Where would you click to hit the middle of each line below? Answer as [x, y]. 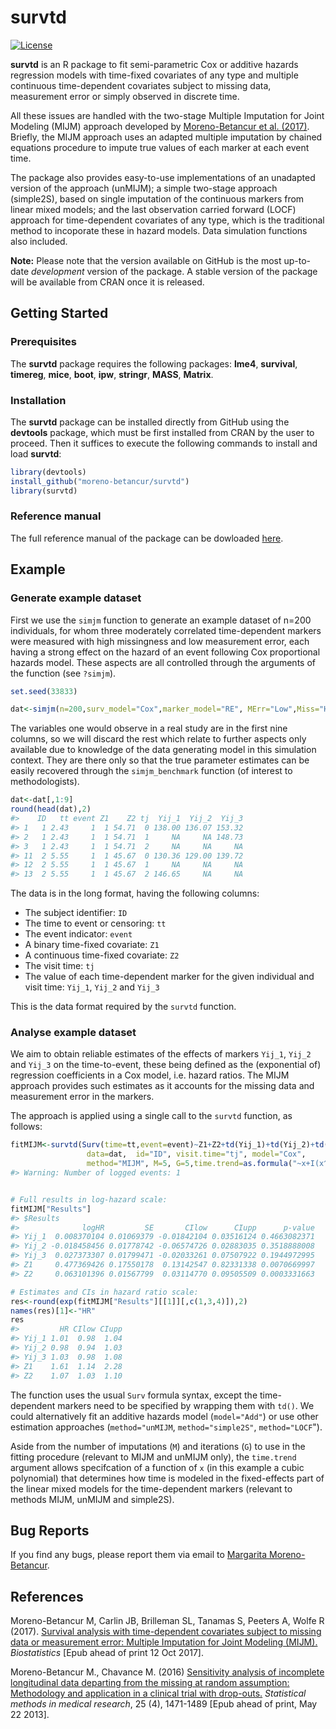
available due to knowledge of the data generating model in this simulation [163, 750]
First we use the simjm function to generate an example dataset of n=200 [161, 620]
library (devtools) [48, 472]
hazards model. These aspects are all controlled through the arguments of [163, 662]
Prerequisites [43, 342]
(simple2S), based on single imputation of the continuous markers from [157, 198]
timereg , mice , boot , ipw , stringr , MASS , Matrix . [112, 374]
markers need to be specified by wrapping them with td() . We [186, 1405]
